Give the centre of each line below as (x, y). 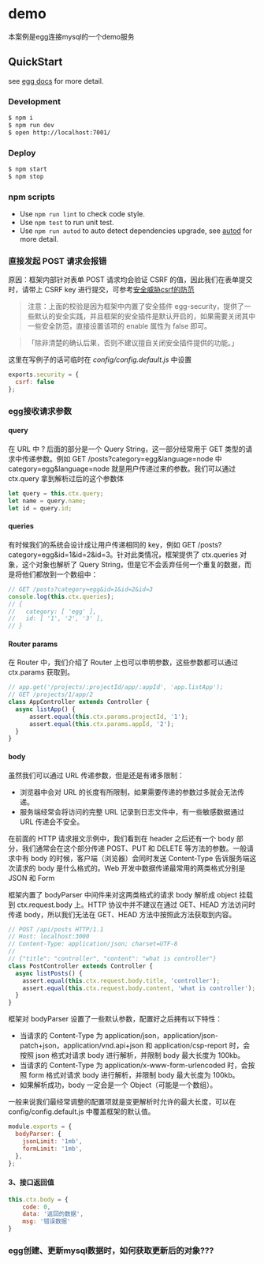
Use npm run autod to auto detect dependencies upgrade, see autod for (136, 231)
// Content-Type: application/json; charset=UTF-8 (93, 944)
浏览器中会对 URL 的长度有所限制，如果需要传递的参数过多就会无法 (128, 792)
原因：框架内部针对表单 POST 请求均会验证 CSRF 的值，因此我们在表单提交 (130, 280)
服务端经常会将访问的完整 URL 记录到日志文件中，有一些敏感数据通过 (132, 811)
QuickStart (35, 62)
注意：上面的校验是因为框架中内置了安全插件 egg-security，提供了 (136, 307)
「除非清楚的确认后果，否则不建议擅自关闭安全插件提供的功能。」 (133, 343)
